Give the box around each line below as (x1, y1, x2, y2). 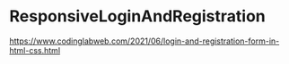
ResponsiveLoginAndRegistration (9, 6, 267, 27)
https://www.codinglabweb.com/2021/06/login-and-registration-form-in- (9, 36, 280, 46)
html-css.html (9, 44, 61, 55)
